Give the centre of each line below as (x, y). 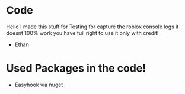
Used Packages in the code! (76, 68)
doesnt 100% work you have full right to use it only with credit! (82, 33)
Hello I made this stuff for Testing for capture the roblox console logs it (92, 27)
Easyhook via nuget (39, 85)
